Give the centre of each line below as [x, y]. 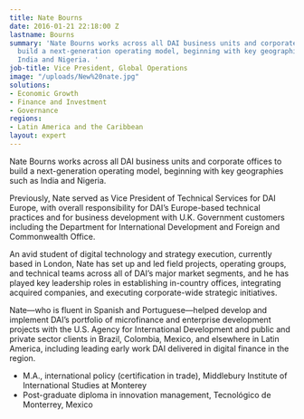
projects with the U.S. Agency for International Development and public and [150, 329]
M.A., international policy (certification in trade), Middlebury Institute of [155, 376]
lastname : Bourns [42, 34]
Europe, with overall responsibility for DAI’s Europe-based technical [135, 207]
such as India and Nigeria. [58, 180]
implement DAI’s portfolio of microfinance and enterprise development [140, 319]
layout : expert [38, 136]
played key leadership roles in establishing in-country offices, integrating [146, 282]
